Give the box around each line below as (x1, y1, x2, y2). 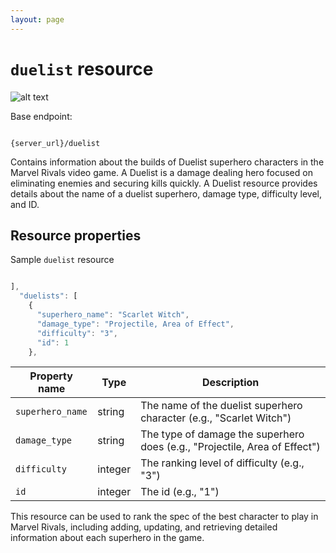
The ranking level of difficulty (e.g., (140, 456, 305, 470)
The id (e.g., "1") (140, 485, 220, 499)
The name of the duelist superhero (140, 399, 303, 413)
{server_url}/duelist (10, 138, 101, 148)
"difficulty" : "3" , (36, 328, 118, 338)
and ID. (10, 198, 40, 210)
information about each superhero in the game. (10, 532, 205, 544)
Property (29, 369, 73, 383)
